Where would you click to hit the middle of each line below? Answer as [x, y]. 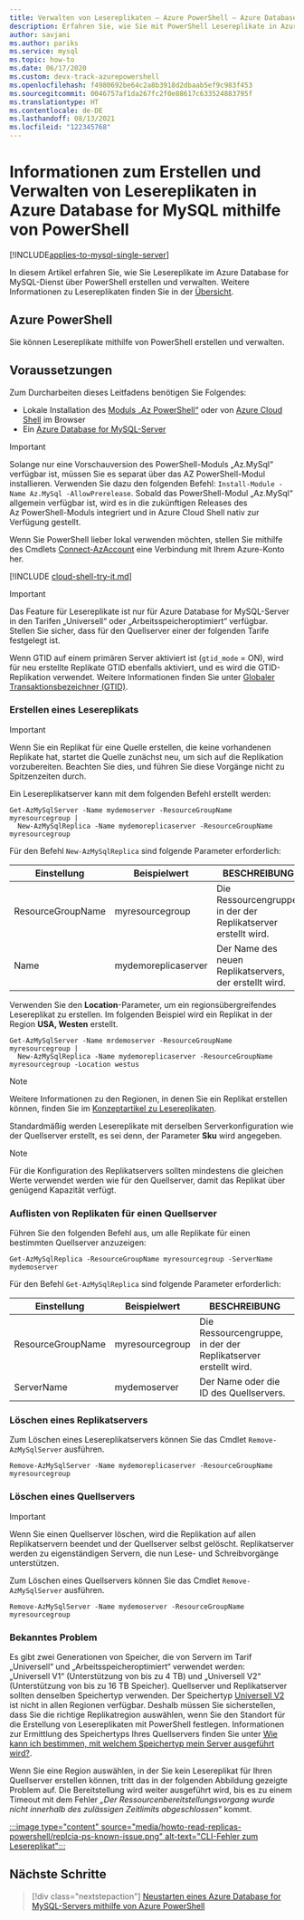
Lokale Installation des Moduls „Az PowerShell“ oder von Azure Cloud [152, 409]
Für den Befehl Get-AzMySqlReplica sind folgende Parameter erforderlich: [146, 1284]
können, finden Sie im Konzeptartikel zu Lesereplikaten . [113, 1108]
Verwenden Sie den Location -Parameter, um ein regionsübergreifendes [143, 1004]
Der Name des [247, 948]
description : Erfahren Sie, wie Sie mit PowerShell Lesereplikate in [143, 26]
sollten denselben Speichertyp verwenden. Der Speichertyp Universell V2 [147, 1695]
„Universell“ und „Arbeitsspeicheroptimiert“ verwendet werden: [128, 1666]
